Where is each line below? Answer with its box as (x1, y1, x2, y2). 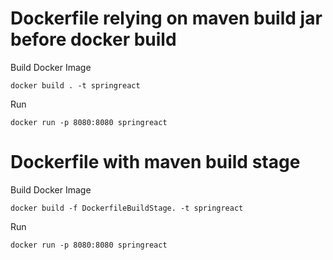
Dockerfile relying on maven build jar (10, 7, 323, 30)
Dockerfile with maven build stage (10, 151, 301, 174)
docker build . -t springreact (10, 80, 141, 91)
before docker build (10, 28, 177, 51)
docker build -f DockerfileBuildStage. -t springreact (10, 203, 244, 213)
